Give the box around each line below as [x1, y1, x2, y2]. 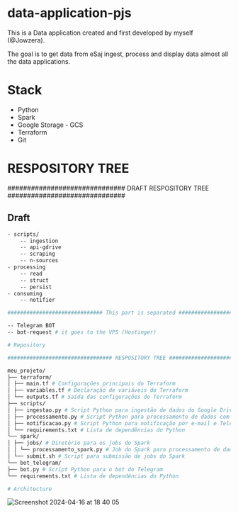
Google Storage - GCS [17, 120, 84, 129]
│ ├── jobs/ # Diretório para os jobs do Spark [7, 439, 151, 447]
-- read [20, 270, 42, 277]
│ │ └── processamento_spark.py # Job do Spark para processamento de [7, 446, 220, 453]
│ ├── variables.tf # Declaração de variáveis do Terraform [7, 387, 189, 394]
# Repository [7, 342, 46, 349]
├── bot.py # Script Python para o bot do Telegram [7, 466, 163, 473]
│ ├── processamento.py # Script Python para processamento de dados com [7, 413, 230, 420]
